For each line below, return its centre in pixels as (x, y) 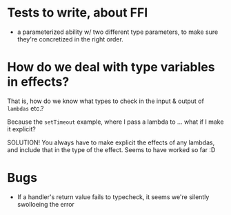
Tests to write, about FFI (78, 13)
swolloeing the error (46, 204)
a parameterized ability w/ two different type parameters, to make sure (118, 32)
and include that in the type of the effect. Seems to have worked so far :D (111, 149)
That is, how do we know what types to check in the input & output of (106, 101)
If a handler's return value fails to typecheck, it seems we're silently (113, 197)
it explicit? (21, 129)
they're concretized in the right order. (70, 39)
